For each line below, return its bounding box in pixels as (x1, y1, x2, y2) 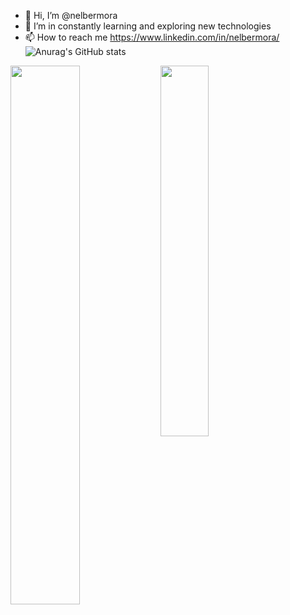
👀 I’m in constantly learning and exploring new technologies (24, 20, 272, 32)
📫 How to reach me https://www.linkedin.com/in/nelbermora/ (24, 31, 280, 43)
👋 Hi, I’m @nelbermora (24, 10, 118, 21)
